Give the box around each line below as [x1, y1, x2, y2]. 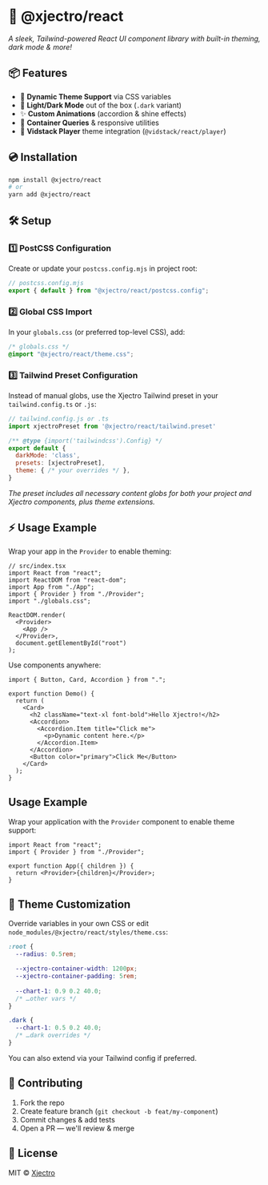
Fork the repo [19, 1098, 66, 1107]
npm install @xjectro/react [8, 175, 102, 183]
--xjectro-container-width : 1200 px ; [15, 965, 138, 973]
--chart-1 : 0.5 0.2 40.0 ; [15, 1024, 102, 1032]
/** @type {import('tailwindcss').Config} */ [8, 437, 162, 445]
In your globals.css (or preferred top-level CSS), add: [8, 327, 186, 337]
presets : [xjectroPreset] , [15, 459, 106, 467]
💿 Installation [8, 151, 78, 164]
